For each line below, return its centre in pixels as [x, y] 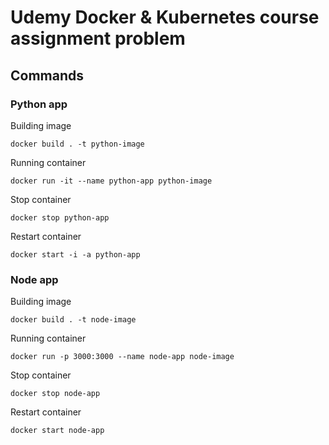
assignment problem [98, 38]
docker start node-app [57, 431]
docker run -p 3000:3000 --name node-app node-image [122, 357]
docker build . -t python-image [77, 144]
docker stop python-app [60, 217]
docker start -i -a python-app [75, 254]
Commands [47, 75]
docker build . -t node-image [73, 320]
